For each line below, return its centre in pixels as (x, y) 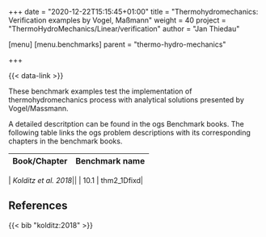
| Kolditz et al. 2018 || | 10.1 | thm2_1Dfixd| (76, 180)
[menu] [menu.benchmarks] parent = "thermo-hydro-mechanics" (117, 44)
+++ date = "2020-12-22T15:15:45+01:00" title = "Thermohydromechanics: (133, 12)
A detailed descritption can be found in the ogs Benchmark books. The (126, 124)
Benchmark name (110, 161)
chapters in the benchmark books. (65, 141)
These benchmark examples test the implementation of (100, 91)
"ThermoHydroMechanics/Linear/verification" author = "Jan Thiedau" (124, 29)
